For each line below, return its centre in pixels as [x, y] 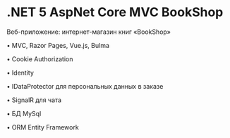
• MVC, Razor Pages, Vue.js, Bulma [58, 45]
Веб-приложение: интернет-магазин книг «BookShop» [89, 32]
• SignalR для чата [34, 100]
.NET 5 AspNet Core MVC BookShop [115, 12]
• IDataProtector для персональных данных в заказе [85, 86]
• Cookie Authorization [40, 59]
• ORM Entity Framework [43, 127]
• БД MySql [24, 113]
